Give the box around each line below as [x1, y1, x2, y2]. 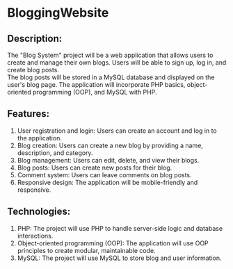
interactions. [17, 231, 54, 240]
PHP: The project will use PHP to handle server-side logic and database [17, 224, 223, 232]
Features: [7, 108, 50, 120]
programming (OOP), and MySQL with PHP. [32, 88, 157, 96]
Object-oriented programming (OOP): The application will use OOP [17, 238, 209, 247]
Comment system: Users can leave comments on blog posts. [17, 170, 193, 179]
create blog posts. [7, 66, 59, 74]
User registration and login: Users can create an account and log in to [17, 127, 217, 135]
